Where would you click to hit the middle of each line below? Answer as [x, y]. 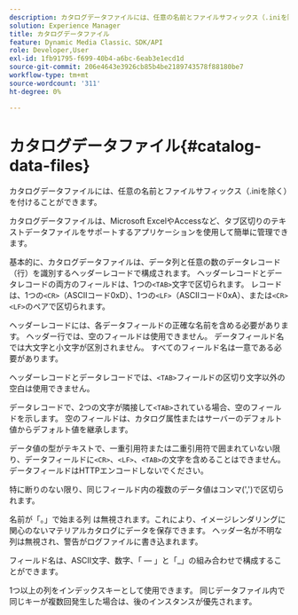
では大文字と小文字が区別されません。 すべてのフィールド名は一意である [142, 348]
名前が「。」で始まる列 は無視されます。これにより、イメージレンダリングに [148, 519]
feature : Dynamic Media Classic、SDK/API [86, 42]
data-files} [50, 166]
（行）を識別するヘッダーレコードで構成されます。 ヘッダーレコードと [138, 273]
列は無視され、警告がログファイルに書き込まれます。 [106, 541]
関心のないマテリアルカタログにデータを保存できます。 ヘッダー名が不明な [145, 531]
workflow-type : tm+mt [49, 75]
